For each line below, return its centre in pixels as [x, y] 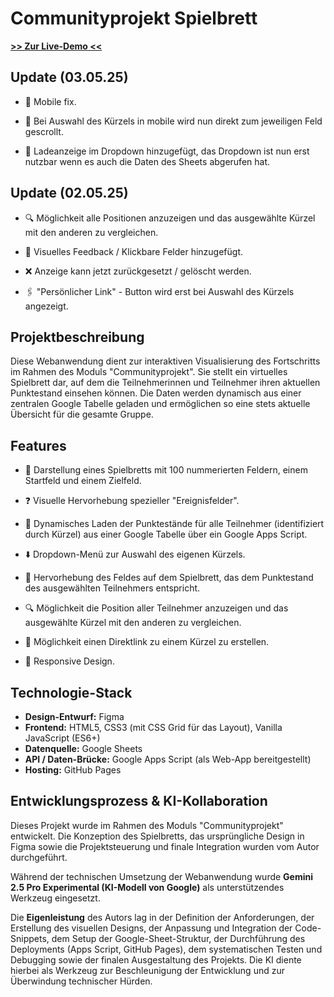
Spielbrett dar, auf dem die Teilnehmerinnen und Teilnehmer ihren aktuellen [165, 383]
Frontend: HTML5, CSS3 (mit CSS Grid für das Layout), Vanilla [153, 727]
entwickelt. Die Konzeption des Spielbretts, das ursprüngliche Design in [157, 836]
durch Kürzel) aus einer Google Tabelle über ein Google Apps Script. [166, 534]
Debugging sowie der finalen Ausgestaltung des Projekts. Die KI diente [156, 959]
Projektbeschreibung [77, 337]
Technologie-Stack [71, 692]
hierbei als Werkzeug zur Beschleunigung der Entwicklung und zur [147, 970]
